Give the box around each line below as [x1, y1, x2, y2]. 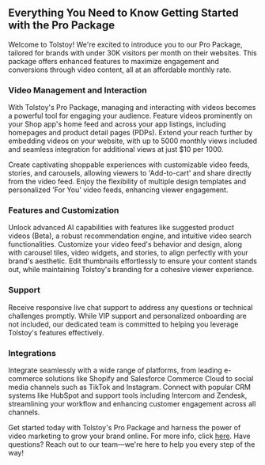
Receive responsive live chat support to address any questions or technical [8, 302, 253, 312]
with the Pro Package [8, 19, 115, 32]
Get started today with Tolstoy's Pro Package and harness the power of [8, 423, 241, 432]
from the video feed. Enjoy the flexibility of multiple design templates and [8, 177, 247, 187]
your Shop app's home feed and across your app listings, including [8, 119, 227, 129]
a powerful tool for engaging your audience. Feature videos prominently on [8, 111, 253, 121]
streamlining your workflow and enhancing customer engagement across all [8, 399, 256, 408]
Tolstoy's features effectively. [8, 327, 104, 337]
